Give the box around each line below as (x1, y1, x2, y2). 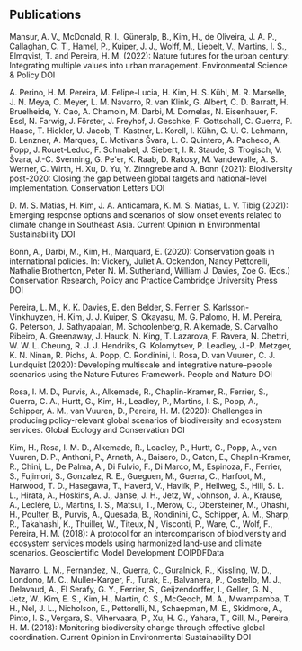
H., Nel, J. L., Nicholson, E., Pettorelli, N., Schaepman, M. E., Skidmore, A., (9, 602, 283, 613)
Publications (9, 7, 82, 23)
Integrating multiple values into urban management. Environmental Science (9, 59, 288, 70)
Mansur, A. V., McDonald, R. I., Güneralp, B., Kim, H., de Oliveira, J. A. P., (9, 31, 277, 41)
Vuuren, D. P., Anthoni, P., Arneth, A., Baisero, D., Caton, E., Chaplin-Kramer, (9, 451, 292, 462)
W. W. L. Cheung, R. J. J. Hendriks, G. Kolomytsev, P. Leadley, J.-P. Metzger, (9, 339, 292, 350)
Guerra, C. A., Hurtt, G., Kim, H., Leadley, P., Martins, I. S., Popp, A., (9, 395, 259, 406)
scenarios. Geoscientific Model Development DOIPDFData (9, 547, 225, 557)
